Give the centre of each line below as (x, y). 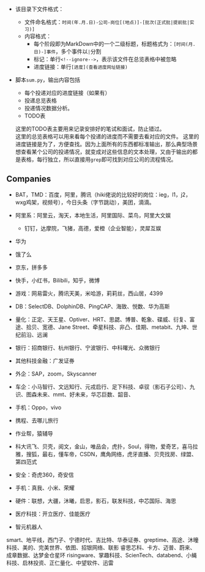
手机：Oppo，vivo (38, 407)
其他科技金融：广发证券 (45, 361)
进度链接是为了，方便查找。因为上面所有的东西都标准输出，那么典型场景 (106, 144)
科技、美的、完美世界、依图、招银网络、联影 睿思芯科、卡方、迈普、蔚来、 (101, 548)
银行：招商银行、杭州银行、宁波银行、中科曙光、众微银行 (88, 347)
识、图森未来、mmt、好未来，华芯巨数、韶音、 (74, 394)
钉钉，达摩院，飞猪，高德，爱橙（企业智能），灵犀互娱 (93, 228)
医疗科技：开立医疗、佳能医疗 (53, 514)
